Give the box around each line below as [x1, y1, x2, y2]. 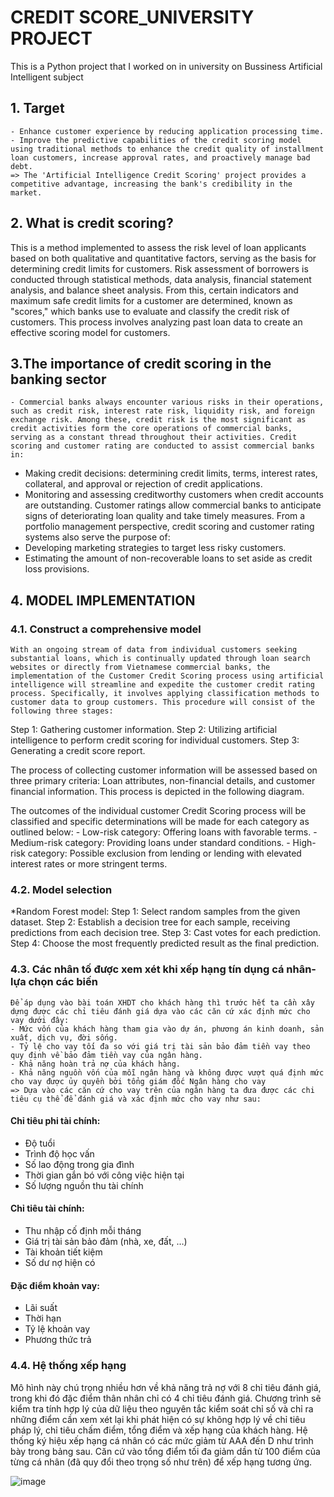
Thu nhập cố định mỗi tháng [24, 1225, 142, 1237]
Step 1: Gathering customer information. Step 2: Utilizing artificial [10, 724, 278, 736]
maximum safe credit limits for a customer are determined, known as [10, 294, 293, 306]
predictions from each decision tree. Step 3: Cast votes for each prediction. [10, 927, 322, 939]
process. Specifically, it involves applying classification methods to [10, 689, 320, 699]
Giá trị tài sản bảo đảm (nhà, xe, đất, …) [24, 1236, 188, 1248]
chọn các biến [28, 975, 98, 989]
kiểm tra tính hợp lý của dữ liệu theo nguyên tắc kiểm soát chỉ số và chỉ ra [10, 1402, 314, 1415]
